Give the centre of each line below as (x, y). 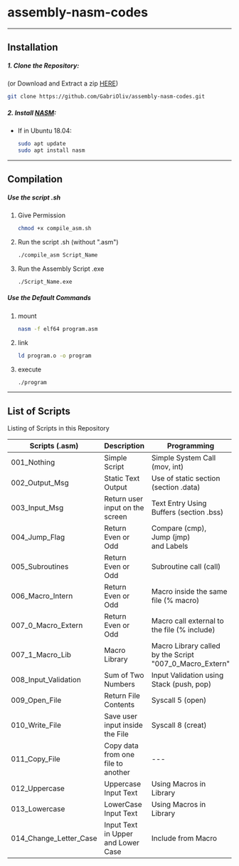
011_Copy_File (36, 759)
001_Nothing (33, 463)
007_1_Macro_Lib (41, 655)
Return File (122, 696)
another (117, 773)
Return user (124, 499)
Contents (119, 705)
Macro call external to (187, 621)
